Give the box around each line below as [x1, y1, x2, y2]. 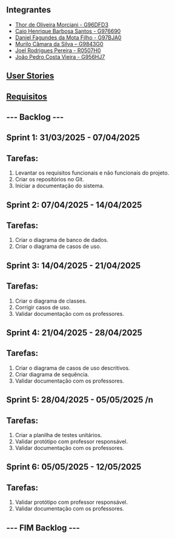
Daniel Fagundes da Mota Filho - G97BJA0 [15, 33, 122, 41]
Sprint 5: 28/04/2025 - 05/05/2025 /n [6, 395, 153, 405]
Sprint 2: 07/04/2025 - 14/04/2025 [6, 199, 142, 210]
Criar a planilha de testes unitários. [15, 432, 102, 438]
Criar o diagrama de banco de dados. [15, 236, 109, 244]
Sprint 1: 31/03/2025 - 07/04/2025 [6, 133, 140, 143]
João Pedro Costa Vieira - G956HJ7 [15, 53, 105, 60]
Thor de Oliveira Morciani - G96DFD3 [15, 21, 109, 28]
